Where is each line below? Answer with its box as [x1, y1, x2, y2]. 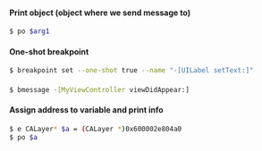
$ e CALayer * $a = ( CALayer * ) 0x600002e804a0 [9, 124, 182, 133]
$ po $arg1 [9, 27, 50, 36]
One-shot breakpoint [9, 46, 89, 57]
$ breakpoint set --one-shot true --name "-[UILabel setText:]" [9, 66, 254, 75]
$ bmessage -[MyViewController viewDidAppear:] [9, 85, 190, 94]
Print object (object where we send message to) [9, 7, 190, 18]
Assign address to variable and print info [9, 105, 164, 115]
